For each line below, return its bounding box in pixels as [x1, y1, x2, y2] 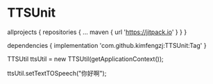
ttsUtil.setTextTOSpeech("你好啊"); [7, 69, 107, 77]
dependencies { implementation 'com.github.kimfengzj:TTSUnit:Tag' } [7, 41, 207, 49]
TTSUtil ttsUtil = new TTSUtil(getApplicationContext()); [7, 54, 164, 63]
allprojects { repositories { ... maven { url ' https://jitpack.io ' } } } [7, 28, 187, 36]
